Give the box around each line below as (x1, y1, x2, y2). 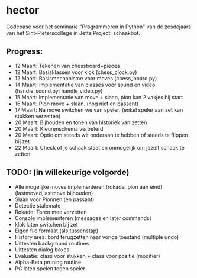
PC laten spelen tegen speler (14, 264, 86, 272)
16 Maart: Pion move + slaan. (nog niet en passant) (14, 100, 139, 107)
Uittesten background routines (14, 240, 89, 247)
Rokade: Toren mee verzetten (14, 208, 87, 215)
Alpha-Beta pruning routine (14, 258, 82, 266)
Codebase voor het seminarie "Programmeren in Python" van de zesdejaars (6, 23, 191, 30)
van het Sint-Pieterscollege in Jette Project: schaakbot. (6, 29, 141, 36)
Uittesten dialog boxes (14, 246, 70, 253)
